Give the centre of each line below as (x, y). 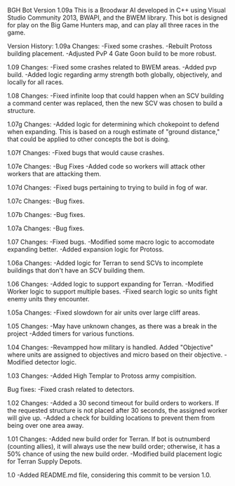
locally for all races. (36, 82)
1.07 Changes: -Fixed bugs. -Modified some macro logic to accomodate (111, 242)
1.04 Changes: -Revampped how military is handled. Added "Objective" (110, 347)
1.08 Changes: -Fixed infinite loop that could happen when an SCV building (116, 96)
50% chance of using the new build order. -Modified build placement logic (115, 454)
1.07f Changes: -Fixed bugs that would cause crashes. (86, 153)
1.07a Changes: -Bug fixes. (46, 228)
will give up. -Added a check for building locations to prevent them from (111, 418)
